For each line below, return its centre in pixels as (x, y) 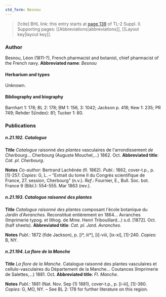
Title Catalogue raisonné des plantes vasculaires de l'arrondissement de (79, 150)
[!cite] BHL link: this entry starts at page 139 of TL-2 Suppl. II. (79, 24)
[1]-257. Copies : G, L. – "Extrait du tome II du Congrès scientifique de (75, 175)
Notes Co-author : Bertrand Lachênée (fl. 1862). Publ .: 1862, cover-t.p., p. (80, 170)
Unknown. (16, 85)
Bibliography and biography (34, 96)
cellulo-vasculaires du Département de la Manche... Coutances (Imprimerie (82, 269)
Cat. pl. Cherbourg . (25, 161)
